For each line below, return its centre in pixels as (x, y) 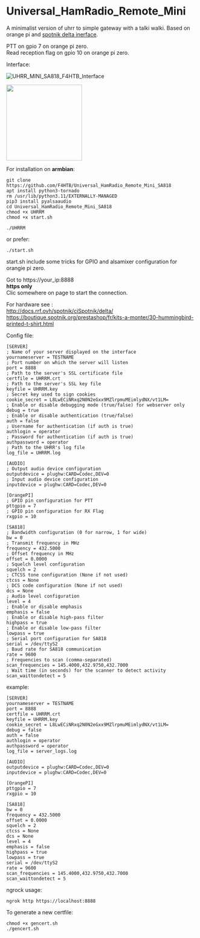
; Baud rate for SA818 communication (54, 649)
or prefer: (18, 239)
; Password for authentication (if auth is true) (70, 437)
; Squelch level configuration (46, 564)
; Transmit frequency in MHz (43, 543)
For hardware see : (30, 304)
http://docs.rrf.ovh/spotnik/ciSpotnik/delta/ (60, 311)
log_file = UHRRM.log (34, 453)
